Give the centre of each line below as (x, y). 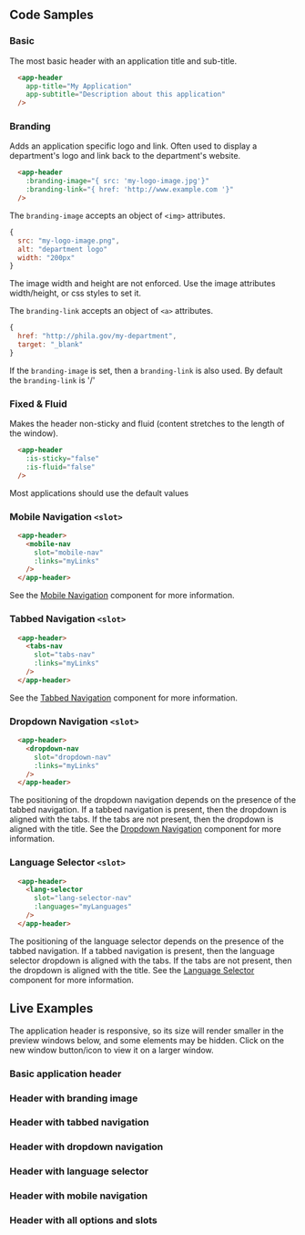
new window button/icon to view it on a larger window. (112, 1050)
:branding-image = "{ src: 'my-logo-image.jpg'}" (117, 182)
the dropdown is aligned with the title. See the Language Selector (132, 970)
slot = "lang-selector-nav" (82, 898)
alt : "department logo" (62, 249)
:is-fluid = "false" (61, 467)
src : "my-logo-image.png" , (69, 241)
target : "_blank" (51, 345)
